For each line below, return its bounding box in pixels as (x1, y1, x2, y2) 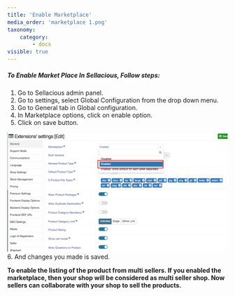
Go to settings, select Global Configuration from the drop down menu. (17, 95, 219, 105)
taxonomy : (7, 26, 36, 33)
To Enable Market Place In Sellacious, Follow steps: (7, 71, 160, 79)
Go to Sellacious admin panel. (17, 88, 104, 97)
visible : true (7, 48, 49, 55)
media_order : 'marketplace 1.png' (7, 18, 108, 26)
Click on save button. (17, 118, 79, 126)
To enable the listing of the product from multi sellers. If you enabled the (7, 266, 222, 274)
